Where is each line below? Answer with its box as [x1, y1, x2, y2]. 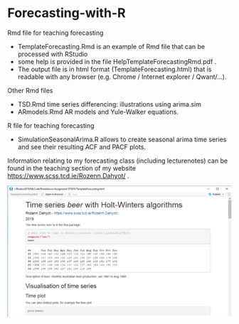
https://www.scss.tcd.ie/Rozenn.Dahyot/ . [7, 171, 129, 180]
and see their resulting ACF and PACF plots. [17, 142, 146, 151]
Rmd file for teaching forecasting [7, 28, 104, 37]
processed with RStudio [17, 50, 88, 58]
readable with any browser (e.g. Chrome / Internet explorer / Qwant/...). [17, 72, 227, 81]
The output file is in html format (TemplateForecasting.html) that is [17, 65, 212, 73]
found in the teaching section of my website [7, 163, 137, 172]
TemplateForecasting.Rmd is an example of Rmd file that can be [17, 42, 205, 50]
